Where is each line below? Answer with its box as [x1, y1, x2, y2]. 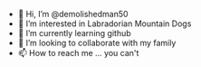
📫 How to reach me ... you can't [17, 48, 139, 58]
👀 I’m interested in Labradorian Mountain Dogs [17, 18, 192, 29]
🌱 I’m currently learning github [17, 28, 131, 38]
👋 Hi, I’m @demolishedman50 [17, 9, 129, 19]
